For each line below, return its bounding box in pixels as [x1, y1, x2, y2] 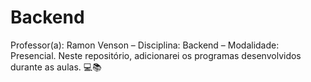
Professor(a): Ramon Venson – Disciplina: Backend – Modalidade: [10, 39, 280, 51]
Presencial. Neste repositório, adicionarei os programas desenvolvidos [10, 49, 302, 61]
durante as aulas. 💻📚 [10, 61, 102, 73]
